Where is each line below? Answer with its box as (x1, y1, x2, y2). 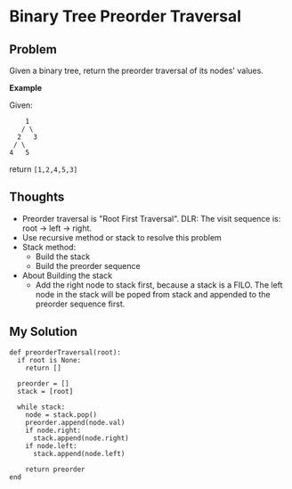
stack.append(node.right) (32, 434, 129, 443)
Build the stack (35, 251, 91, 262)
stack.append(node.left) (32, 449, 126, 458)
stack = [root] (17, 387, 74, 395)
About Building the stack (21, 270, 113, 281)
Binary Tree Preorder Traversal (9, 6, 242, 27)
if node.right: (25, 426, 82, 435)
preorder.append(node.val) (25, 418, 126, 427)
